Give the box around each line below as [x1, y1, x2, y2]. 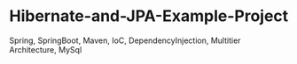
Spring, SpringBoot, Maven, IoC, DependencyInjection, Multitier [9, 35, 241, 46]
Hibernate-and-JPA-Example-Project [9, 6, 289, 26]
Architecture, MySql [9, 44, 82, 54]
